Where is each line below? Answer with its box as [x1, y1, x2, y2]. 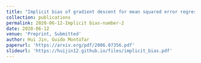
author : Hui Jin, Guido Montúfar [6, 37, 90, 43]
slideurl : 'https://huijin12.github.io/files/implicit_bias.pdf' [6, 48, 172, 54]
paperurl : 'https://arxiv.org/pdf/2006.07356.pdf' [6, 43, 135, 49]
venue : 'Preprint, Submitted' [6, 31, 82, 37]
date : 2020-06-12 [6, 25, 50, 32]
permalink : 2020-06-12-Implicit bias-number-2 [6, 20, 124, 26]
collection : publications [6, 14, 71, 20]
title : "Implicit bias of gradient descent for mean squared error [6, 8, 178, 15]
